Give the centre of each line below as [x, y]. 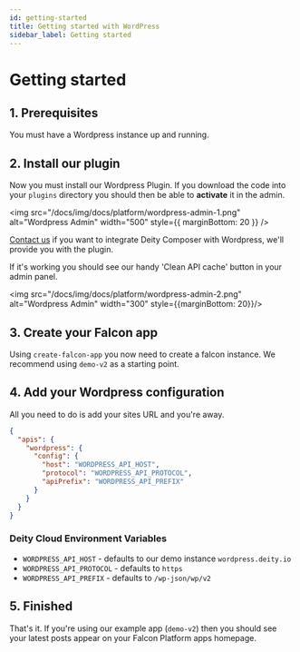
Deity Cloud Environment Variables [88, 538]
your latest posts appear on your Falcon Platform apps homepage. [133, 637]
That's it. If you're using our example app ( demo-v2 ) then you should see [143, 628]
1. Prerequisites [54, 113]
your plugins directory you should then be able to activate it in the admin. [147, 195]
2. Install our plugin [65, 163]
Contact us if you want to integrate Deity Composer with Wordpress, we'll [146, 240]
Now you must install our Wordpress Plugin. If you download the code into [148, 185]
